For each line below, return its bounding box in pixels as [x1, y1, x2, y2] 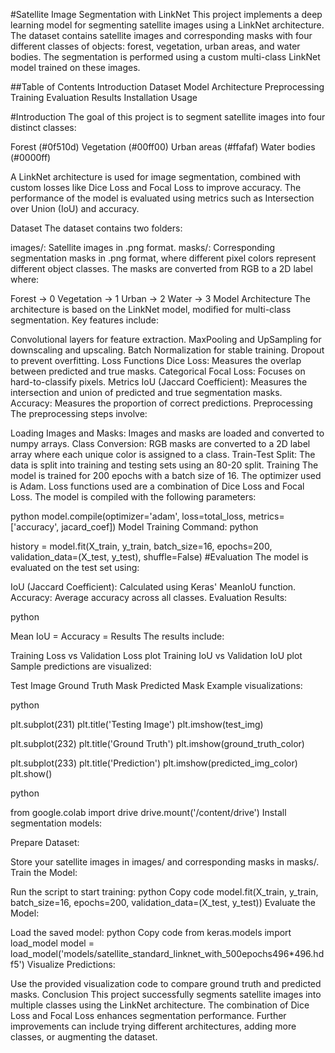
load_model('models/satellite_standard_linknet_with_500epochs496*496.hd [10, 948, 325, 959]
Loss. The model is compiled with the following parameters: [10, 491, 257, 503]
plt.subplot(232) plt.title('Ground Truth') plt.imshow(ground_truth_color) [10, 738, 305, 749]
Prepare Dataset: [10, 837, 80, 848]
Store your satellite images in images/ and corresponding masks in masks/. [10, 856, 320, 868]
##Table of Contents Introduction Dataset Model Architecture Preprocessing [10, 81, 325, 93]
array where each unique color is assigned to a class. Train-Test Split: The [10, 449, 316, 460]
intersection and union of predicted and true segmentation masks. [10, 387, 283, 398]
